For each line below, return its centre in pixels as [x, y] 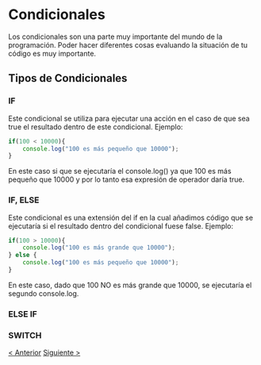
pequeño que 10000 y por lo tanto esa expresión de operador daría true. [126, 179]
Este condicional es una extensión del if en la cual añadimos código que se [131, 217]
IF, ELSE [24, 200]
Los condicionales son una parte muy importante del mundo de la [115, 36]
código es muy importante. [52, 53]
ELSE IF [23, 313]
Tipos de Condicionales [68, 78]
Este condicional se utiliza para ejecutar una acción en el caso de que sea [129, 118]
